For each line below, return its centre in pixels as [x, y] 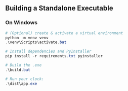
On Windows [22, 23]
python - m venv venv [27, 38]
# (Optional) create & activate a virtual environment [64, 33]
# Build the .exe [24, 65]
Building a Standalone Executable [59, 8]
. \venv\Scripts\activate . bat [36, 42]
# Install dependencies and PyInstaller [49, 52]
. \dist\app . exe [21, 83]
